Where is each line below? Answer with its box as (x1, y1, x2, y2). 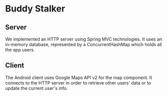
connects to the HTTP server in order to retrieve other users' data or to (5, 79, 151, 85)
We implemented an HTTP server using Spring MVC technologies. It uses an (5, 36, 162, 42)
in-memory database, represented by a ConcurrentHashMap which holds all (5, 41, 162, 47)
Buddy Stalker (5, 3, 65, 14)
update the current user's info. (5, 85, 68, 91)
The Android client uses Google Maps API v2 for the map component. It (5, 74, 152, 80)
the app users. (5, 47, 35, 52)
